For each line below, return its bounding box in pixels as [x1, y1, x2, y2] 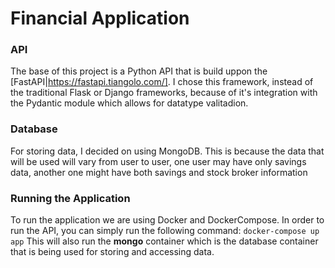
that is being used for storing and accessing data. [10, 246, 215, 258]
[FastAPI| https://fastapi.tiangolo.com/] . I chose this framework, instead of [10, 76, 314, 88]
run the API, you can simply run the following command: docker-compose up [10, 225, 320, 237]
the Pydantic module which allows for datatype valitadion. [10, 97, 249, 109]
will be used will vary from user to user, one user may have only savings [10, 155, 307, 167]
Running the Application [10, 191, 131, 205]
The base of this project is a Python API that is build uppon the [10, 65, 268, 77]
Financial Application [10, 7, 190, 30]
